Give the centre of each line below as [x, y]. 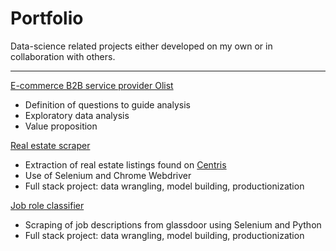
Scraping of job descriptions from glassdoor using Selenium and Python [173, 224]
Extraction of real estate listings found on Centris [125, 164]
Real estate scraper [50, 145]
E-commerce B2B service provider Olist [92, 85]
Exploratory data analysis [77, 115]
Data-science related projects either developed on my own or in [141, 46]
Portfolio [47, 18]
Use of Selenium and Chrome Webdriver [108, 175]
